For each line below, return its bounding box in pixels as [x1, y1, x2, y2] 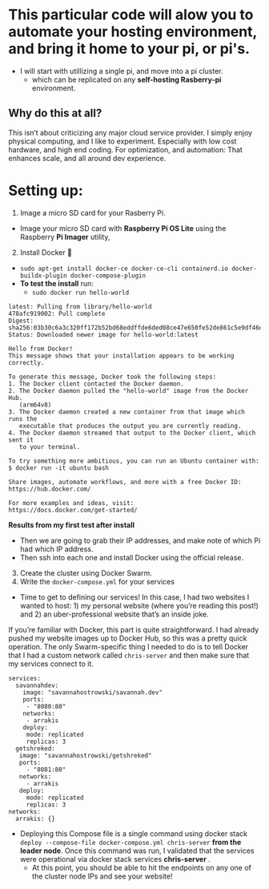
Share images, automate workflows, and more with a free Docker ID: [8, 478, 242, 486]
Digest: [8, 317, 34, 325]
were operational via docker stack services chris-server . [19, 854, 211, 863]
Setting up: [8, 181, 83, 200]
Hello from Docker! [8, 345, 74, 353]
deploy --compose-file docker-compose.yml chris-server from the [19, 837, 242, 847]
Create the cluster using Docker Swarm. [19, 568, 152, 578]
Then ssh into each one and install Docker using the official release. [19, 552, 244, 562]
